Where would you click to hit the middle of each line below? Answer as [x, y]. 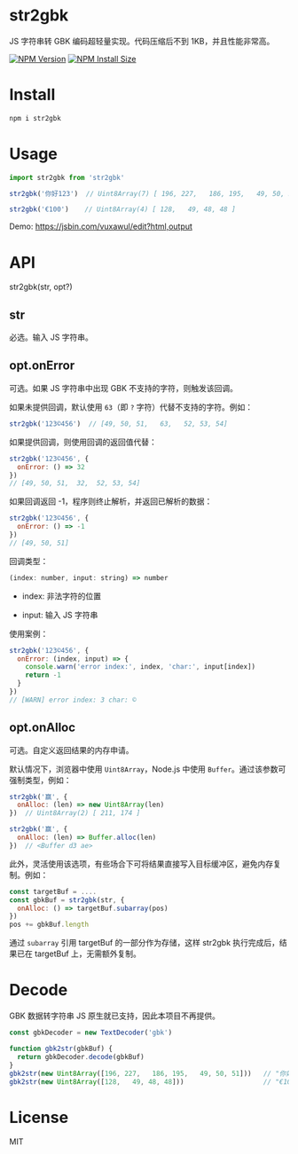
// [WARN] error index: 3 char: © [73, 700]
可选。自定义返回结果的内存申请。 [71, 750]
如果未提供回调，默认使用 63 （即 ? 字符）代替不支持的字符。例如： [131, 407]
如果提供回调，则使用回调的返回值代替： [83, 442]
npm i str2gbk [35, 118]
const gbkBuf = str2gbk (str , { [67, 900]
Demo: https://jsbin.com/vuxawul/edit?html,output [101, 226]
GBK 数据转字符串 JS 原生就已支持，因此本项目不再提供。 [114, 1016]
